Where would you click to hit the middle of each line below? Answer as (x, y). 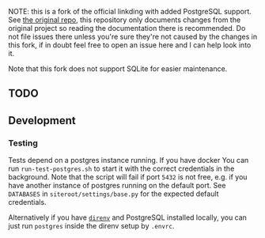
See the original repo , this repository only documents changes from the (125, 20)
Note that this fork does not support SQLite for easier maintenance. (118, 69)
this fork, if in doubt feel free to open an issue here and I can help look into (130, 45)
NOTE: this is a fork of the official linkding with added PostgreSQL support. (130, 11)
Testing (23, 143)
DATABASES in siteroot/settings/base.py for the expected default (114, 194)
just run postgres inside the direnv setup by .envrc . (91, 226)
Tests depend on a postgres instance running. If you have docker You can (129, 161)
